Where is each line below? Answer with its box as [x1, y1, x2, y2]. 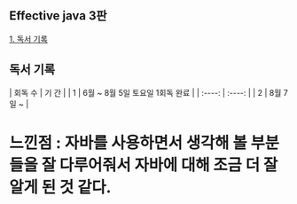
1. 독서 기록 [9, 34, 49, 44]
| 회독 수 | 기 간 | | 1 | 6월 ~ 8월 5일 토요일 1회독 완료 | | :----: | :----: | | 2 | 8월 [9, 87, 282, 98]
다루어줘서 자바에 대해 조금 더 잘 [59, 154, 278, 175]
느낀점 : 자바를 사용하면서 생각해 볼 [9, 132, 247, 153]
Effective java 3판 [9, 8, 108, 24]
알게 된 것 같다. [9, 177, 112, 197]
